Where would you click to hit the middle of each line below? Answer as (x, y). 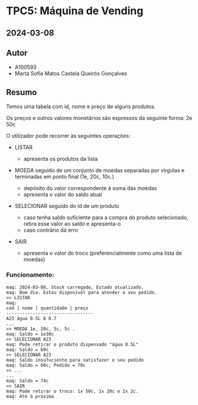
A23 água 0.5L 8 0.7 (32, 318)
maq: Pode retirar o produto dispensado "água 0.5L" (72, 344)
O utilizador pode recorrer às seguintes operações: (69, 136)
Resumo (22, 92)
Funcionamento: (30, 275)
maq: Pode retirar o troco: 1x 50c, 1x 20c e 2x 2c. (72, 391)
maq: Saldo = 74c (27, 381)
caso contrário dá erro (51, 230)
